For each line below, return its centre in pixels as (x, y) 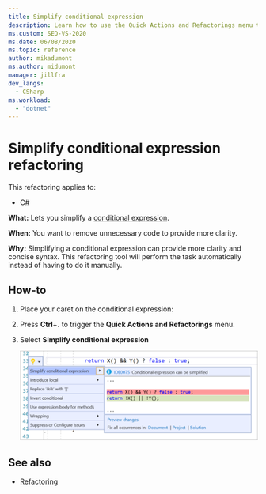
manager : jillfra (37, 75)
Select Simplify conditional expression (84, 339)
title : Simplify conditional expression (76, 17)
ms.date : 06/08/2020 (42, 42)
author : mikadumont (40, 58)
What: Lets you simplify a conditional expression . (89, 218)
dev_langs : (26, 83)
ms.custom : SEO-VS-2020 (47, 33)
